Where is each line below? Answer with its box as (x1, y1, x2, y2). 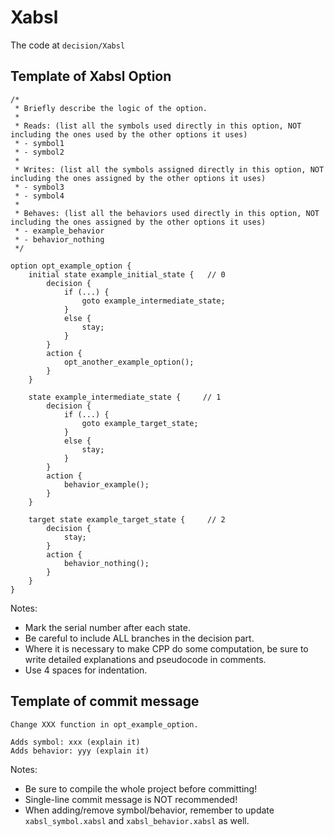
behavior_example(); (63, 479, 150, 490)
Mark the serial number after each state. (24, 621, 191, 633)
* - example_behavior (14, 226, 105, 236)
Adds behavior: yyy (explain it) (10, 746, 150, 756)
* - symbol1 (14, 138, 65, 148)
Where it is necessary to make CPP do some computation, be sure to (24, 642, 309, 655)
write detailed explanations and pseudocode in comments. (24, 653, 267, 665)
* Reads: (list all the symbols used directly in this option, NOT (14, 121, 302, 131)
